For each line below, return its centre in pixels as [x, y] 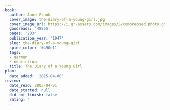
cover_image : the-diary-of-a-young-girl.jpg [57, 19]
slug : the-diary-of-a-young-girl [45, 43]
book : [10, 10]
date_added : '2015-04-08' [37, 76]
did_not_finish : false [33, 95]
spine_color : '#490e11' [34, 48]
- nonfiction [23, 62]
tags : [15, 52]
